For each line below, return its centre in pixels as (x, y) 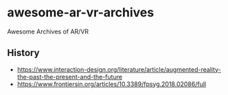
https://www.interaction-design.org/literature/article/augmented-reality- (119, 69)
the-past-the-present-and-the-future (69, 77)
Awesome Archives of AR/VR (48, 31)
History (23, 53)
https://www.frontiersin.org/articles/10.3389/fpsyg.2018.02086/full (112, 84)
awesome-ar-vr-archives (81, 13)
